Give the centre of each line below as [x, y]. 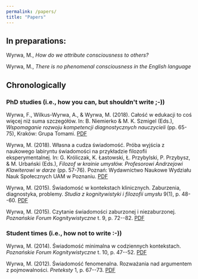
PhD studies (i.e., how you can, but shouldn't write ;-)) [86, 102]
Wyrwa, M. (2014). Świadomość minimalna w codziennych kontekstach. [94, 246]
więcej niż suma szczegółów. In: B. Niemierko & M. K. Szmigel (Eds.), [90, 121]
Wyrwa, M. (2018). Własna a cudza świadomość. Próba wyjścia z [85, 145]
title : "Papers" [26, 17]
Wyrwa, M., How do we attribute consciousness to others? [77, 55]
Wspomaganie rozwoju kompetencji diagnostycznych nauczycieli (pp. [92, 127]
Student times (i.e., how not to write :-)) [64, 233]
